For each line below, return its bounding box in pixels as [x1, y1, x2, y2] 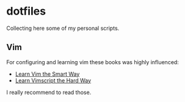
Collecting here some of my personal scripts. [6, 24, 120, 32]
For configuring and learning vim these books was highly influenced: [6, 58, 179, 65]
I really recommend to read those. [6, 89, 92, 96]
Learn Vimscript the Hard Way [15, 76, 92, 84]
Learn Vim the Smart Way [15, 70, 80, 78]
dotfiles [6, 4, 46, 18]
